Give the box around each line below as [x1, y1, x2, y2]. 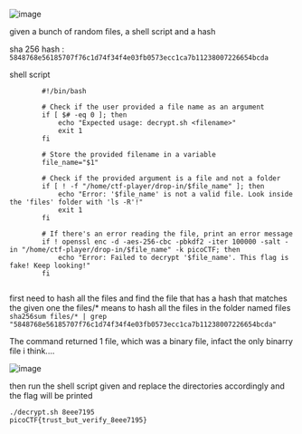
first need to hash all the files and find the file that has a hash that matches [9, 293, 288, 304]
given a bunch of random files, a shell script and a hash [9, 26, 216, 36]
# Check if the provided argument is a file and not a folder [42, 174, 281, 183]
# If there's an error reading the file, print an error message [42, 229, 294, 238]
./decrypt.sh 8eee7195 [9, 408, 95, 417]
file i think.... [9, 345, 55, 356]
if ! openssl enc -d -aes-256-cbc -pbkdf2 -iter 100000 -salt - [42, 237, 289, 246]
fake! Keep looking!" [9, 261, 91, 270]
